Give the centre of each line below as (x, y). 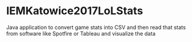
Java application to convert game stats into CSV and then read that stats (96, 27)
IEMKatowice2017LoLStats (75, 11)
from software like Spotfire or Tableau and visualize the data (81, 33)
